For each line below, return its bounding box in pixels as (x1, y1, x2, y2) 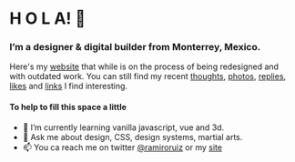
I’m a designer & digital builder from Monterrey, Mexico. (9, 41, 261, 54)
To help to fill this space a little (9, 102, 127, 113)
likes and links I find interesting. (9, 81, 128, 92)
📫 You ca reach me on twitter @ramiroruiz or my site (22, 141, 223, 153)
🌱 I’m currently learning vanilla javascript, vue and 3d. (22, 122, 225, 133)
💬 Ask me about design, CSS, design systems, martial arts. (22, 131, 243, 142)
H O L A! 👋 (9, 8, 86, 29)
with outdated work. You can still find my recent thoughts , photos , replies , (9, 71, 287, 82)
